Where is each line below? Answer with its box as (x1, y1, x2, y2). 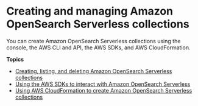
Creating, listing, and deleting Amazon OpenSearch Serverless (15, 67, 172, 74)
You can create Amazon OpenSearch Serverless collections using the (6, 37, 181, 44)
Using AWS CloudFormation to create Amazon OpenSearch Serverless (15, 87, 193, 94)
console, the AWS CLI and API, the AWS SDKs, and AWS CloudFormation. (6, 44, 191, 51)
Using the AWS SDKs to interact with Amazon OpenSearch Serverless (15, 80, 191, 88)
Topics (6, 55, 24, 63)
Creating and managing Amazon (6, 4, 174, 18)
